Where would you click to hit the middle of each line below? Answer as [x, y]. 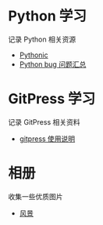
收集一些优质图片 [36, 196]
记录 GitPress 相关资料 [44, 122]
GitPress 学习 [52, 99]
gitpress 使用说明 [47, 139]
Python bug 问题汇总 [53, 64]
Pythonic [34, 55]
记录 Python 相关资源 [42, 39]
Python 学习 [48, 16]
